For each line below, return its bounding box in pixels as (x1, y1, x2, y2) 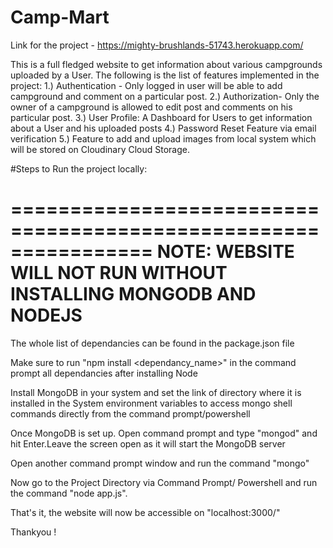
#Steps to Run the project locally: (10, 162, 148, 175)
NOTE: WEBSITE (156, 241, 295, 263)
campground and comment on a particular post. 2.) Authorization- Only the (10, 90, 320, 102)
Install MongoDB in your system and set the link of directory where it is (10, 386, 302, 398)
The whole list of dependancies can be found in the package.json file (10, 337, 295, 349)
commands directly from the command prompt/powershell (10, 407, 251, 420)
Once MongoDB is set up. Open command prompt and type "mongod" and (10, 427, 318, 439)
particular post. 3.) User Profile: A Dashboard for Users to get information (10, 111, 313, 123)
